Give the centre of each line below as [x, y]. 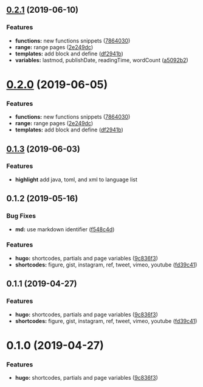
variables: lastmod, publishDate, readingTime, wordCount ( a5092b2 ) [101, 60]
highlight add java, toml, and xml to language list [76, 180]
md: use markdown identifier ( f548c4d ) [65, 229]
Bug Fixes [21, 216]
